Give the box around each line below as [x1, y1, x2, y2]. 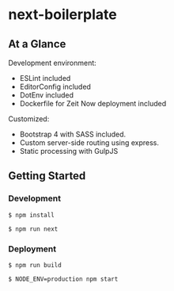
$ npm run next [8, 224, 59, 233]
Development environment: [8, 58, 96, 67]
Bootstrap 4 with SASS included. [19, 129, 127, 139]
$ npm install [8, 211, 55, 219]
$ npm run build [8, 261, 62, 269]
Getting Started [8, 169, 86, 183]
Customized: [8, 114, 50, 124]
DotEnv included [19, 90, 74, 100]
